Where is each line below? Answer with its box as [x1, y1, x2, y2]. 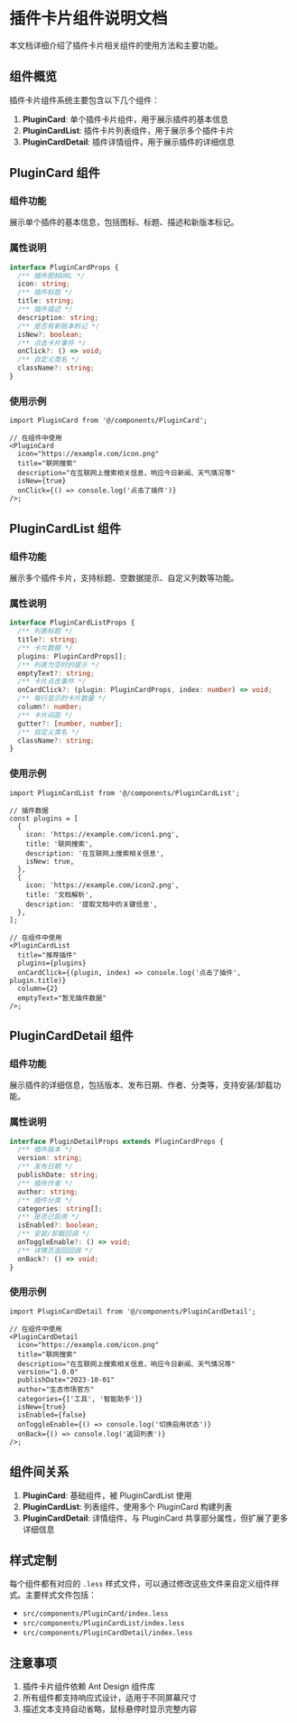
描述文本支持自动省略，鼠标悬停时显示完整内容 [22, 1704, 197, 1715]
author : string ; [17, 1187, 79, 1196]
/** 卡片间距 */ [17, 710, 74, 719]
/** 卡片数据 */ [17, 643, 74, 652]
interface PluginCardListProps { [9, 618, 135, 628]
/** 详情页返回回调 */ [17, 1246, 93, 1255]
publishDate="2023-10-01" [17, 1375, 116, 1384]
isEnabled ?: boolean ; [17, 1221, 99, 1230]
